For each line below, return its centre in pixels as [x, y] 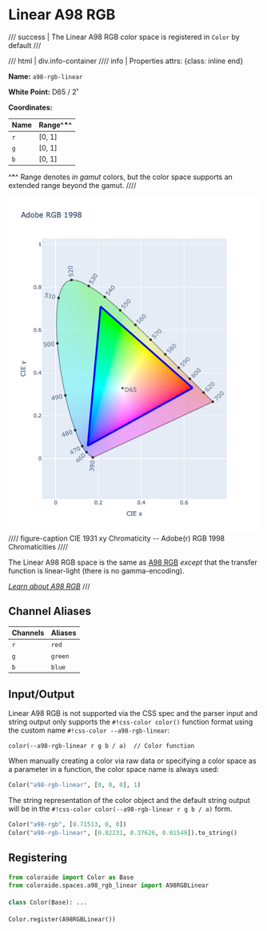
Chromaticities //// [38, 546]
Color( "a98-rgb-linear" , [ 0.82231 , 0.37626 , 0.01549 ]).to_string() [123, 833]
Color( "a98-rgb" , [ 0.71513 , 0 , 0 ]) [68, 824]
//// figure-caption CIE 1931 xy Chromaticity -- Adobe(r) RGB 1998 [117, 538]
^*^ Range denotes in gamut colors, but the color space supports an [121, 177]
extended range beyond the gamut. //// [72, 185]
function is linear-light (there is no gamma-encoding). [97, 570]
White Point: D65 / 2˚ [44, 92]
